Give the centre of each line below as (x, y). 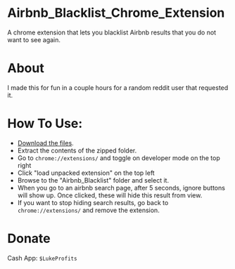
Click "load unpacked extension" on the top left (86, 173)
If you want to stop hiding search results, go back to (93, 202)
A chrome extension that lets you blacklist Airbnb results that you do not (112, 32)
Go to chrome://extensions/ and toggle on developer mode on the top (119, 158)
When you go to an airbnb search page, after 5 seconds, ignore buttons (121, 188)
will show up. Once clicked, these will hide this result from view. (110, 195)
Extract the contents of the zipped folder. (77, 150)
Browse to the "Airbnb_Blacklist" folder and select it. (93, 180)
